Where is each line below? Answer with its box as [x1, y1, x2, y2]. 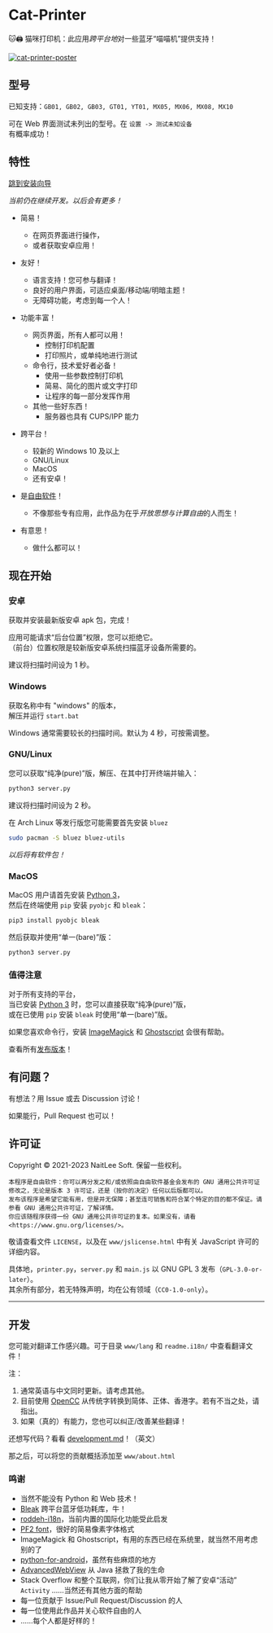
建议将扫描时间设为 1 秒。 [8, 660, 94, 669]
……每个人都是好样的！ [19, 1615, 97, 1626]
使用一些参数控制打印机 [44, 371, 123, 380]
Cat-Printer [8, 6, 87, 24]
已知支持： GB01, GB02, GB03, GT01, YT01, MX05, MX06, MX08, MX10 [8, 101, 234, 111]
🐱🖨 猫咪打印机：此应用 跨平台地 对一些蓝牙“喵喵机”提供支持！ [8, 33, 217, 43]
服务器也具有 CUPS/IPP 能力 [44, 411, 140, 421]
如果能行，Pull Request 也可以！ [8, 1110, 116, 1121]
